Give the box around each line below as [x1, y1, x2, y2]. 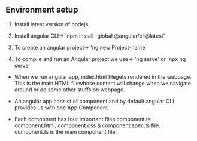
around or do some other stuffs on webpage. [14, 86, 125, 93]
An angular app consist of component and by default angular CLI [14, 97, 174, 105]
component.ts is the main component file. [14, 128, 117, 135]
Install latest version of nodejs [14, 20, 89, 27]
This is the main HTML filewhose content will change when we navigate [14, 79, 192, 87]
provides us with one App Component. [14, 104, 110, 111]
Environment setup [5, 5, 78, 15]
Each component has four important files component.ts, [14, 115, 152, 122]
